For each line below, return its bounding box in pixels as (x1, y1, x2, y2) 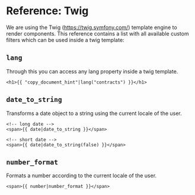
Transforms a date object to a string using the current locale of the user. (6, 110, 182, 117)
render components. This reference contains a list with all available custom (6, 30, 189, 37)
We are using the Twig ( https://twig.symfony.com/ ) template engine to (6, 24, 178, 31)
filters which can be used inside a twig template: (6, 36, 124, 43)
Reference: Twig (6, 4, 89, 18)
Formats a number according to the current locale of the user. (6, 172, 157, 179)
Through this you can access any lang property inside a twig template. (6, 68, 178, 75)
